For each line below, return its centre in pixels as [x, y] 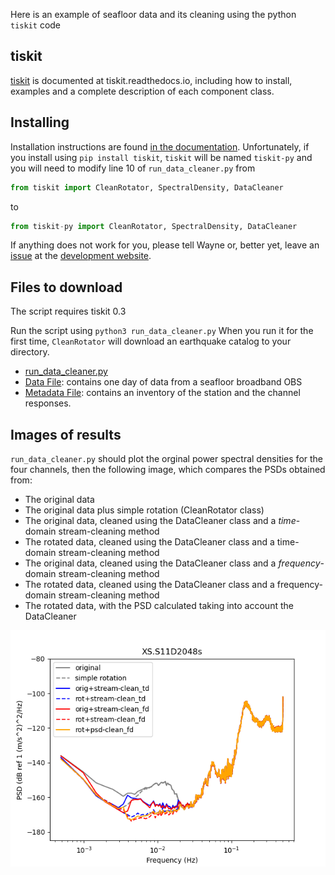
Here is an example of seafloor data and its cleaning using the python [153, 14]
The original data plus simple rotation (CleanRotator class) [144, 510]
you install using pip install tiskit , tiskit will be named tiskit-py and [161, 157]
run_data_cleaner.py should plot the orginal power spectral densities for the [167, 458]
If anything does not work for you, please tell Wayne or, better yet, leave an [165, 245]
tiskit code [36, 25]
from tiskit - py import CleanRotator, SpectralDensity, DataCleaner [154, 226]
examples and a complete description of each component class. [142, 91]
